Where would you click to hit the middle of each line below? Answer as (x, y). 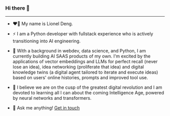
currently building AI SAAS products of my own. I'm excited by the (81, 56)
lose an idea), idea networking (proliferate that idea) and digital (78, 67)
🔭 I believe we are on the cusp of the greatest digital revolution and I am (87, 87)
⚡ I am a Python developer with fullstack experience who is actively (83, 34)
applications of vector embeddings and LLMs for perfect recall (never (85, 62)
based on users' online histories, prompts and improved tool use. (80, 78)
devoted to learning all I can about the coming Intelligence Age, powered (88, 93)
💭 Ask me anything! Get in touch (46, 108)
